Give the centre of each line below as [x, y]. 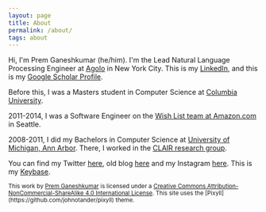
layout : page [30, 15]
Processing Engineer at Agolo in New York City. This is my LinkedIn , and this [133, 69]
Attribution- [223, 187]
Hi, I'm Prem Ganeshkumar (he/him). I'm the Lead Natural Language [119, 60]
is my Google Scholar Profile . [56, 77]
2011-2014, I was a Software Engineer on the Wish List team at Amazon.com [132, 116]
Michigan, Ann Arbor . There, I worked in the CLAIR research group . [118, 148]
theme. [125, 200]
